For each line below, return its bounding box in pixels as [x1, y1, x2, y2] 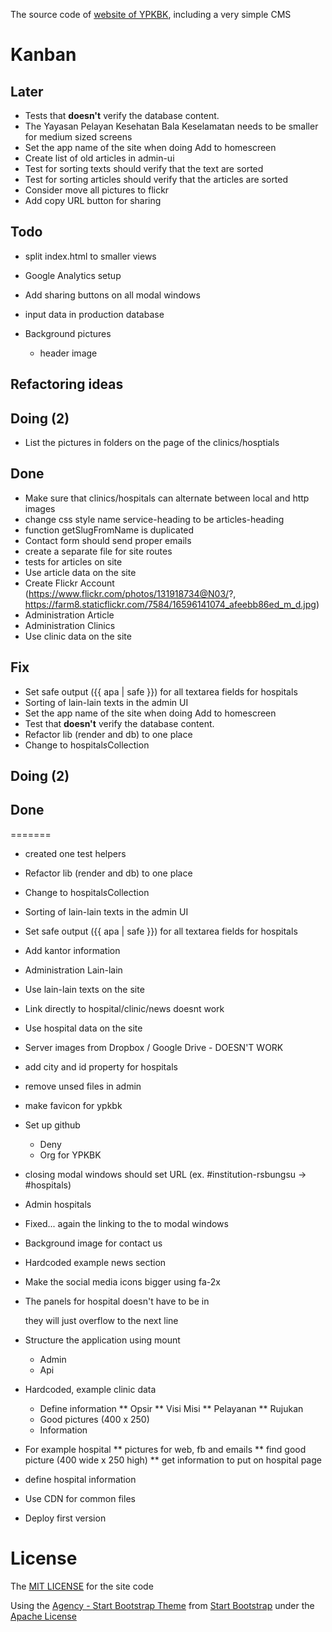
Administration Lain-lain [24, 964, 123, 976]
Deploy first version [24, 1512, 107, 1524]
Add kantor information [24, 944, 121, 956]
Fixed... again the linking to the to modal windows [24, 1217, 229, 1229]
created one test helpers [24, 847, 127, 859]
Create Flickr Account [24, 577, 115, 589]
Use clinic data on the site [24, 630, 132, 642]
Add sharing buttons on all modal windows [24, 289, 201, 301]
